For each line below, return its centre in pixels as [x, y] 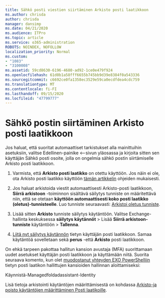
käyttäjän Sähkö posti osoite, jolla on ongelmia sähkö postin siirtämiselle [79, 158]
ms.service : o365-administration [40, 43]
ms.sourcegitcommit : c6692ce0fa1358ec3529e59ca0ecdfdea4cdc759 [72, 80]
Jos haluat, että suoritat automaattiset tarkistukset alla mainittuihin [73, 148]
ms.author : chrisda [25, 15]
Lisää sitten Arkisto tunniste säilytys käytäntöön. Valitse [70, 214]
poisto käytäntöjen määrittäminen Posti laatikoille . [56, 290]
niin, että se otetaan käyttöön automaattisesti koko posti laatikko [80, 199]
